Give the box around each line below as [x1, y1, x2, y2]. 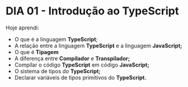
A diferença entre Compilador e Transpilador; [14, 55, 131, 62]
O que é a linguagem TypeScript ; [14, 35, 98, 43]
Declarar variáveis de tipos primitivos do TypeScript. [14, 74, 147, 81]
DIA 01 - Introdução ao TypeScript [5, 4, 180, 18]
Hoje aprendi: [5, 24, 40, 31]
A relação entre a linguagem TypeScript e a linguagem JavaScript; [14, 42, 183, 49]
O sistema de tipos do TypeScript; [14, 67, 101, 74]
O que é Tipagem [14, 48, 59, 55]
